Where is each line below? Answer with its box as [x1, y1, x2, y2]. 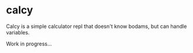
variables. [6, 29, 30, 36]
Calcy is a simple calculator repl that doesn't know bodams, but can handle [6, 23, 187, 30]
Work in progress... [6, 40, 52, 47]
